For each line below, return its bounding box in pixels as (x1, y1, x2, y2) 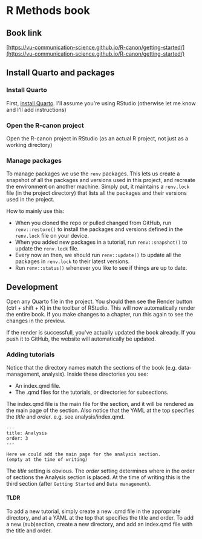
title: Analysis (6, 430, 47, 436)
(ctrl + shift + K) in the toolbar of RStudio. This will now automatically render (6, 304, 195, 312)
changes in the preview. (6, 317, 66, 324)
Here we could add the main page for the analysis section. (6, 451, 161, 457)
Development (6, 282, 59, 292)
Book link (6, 28, 42, 38)
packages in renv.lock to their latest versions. (15, 258, 130, 265)
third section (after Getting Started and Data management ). (6, 480, 151, 488)
